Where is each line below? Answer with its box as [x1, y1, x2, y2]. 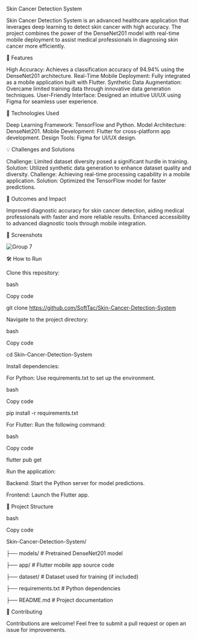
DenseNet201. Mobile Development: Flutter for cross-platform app [6, 128, 170, 135]
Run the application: [6, 468, 56, 475]
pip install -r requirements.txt [6, 410, 78, 416]
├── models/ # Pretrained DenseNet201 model [6, 550, 124, 557]
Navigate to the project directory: [6, 316, 89, 323]
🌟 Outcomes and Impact [6, 196, 66, 202]
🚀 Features [6, 54, 33, 61]
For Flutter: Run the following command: [6, 421, 106, 428]
